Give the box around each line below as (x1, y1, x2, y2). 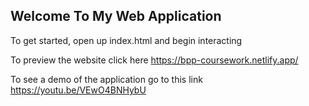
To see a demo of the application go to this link (10, 73, 203, 85)
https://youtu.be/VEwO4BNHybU (10, 84, 147, 96)
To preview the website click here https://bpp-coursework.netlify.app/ (10, 54, 299, 66)
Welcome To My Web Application (10, 8, 222, 25)
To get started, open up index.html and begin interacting (10, 34, 243, 46)
